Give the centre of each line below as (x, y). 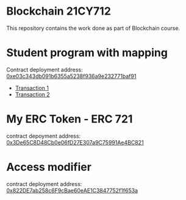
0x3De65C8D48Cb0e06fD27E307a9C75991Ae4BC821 (75, 142)
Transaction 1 (32, 88)
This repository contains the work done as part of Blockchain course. (93, 28)
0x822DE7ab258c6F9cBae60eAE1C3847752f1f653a (72, 190)
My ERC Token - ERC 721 (70, 119)
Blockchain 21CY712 (59, 11)
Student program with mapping (87, 53)
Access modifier (49, 167)
